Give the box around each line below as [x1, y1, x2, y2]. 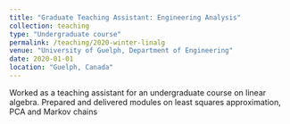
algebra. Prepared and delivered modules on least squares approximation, [9, 96, 281, 107]
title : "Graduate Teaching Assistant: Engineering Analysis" [9, 12, 242, 22]
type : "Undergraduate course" [9, 29, 122, 38]
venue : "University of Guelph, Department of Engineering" [9, 46, 234, 55]
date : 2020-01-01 [9, 54, 74, 63]
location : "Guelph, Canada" [9, 63, 114, 72]
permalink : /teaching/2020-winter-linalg [9, 37, 166, 47]
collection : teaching [9, 21, 90, 30]
